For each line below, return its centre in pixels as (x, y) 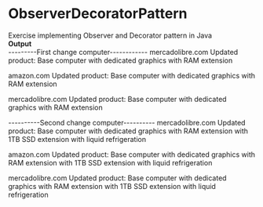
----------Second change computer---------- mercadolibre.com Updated (127, 122)
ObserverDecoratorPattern (98, 14)
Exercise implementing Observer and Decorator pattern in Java (110, 35)
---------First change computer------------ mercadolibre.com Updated (123, 52)
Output (20, 43)
